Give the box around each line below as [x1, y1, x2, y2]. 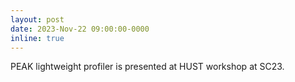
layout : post [10, 14, 65, 25]
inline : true [10, 33, 65, 43]
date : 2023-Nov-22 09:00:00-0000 [10, 24, 150, 34]
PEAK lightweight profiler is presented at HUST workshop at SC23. [10, 61, 285, 73]
